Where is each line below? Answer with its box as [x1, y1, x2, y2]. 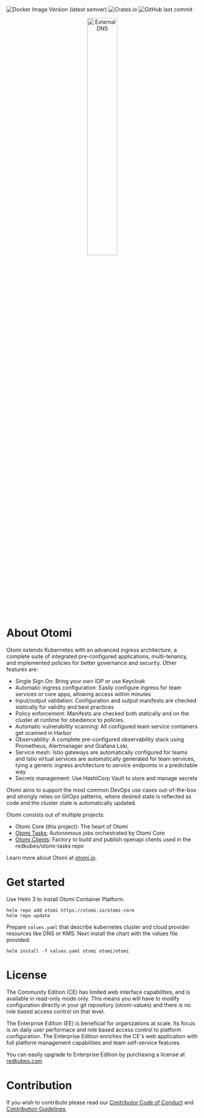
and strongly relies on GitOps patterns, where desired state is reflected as [6, 792, 192, 800]
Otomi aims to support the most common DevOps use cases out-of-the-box [6, 786, 197, 793]
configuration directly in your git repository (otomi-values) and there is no [6, 1001, 191, 1008]
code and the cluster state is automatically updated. [6, 799, 136, 806]
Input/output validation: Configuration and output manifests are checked [15, 697, 197, 704]
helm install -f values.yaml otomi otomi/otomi [6, 947, 130, 954]
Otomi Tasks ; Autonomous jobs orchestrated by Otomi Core [15, 829, 165, 837]
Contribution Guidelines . [6, 1105, 68, 1113]
